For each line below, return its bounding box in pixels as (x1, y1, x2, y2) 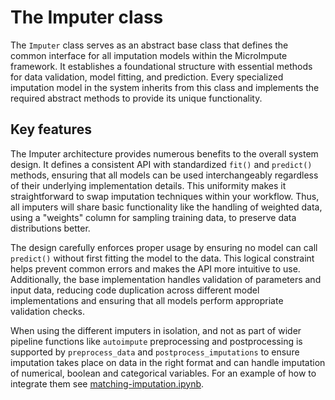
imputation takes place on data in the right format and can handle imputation (10, 356, 326, 368)
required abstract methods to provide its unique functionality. (10, 92, 263, 104)
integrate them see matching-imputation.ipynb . (10, 377, 205, 390)
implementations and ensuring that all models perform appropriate (10, 294, 284, 306)
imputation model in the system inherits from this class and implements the (10, 81, 320, 93)
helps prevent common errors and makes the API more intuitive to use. (10, 262, 301, 275)
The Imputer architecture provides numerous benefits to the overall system (10, 147, 319, 160)
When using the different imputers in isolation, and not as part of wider (10, 324, 302, 336)
